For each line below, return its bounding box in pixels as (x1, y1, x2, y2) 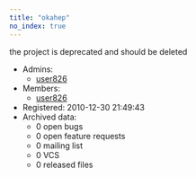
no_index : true (9, 22, 67, 31)
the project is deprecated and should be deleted (9, 46, 188, 57)
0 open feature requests (35, 130, 126, 141)
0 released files (35, 159, 94, 170)
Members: (22, 83, 61, 93)
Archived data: (22, 111, 77, 122)
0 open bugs (35, 120, 84, 131)
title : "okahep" (9, 13, 70, 22)
